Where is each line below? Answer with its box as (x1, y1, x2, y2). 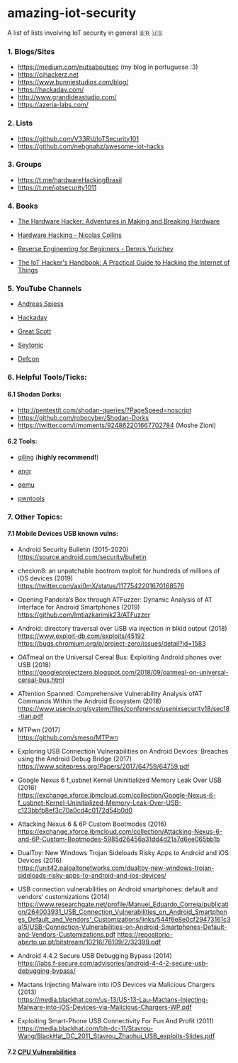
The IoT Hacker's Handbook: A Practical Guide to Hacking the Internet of (17, 258, 230, 267)
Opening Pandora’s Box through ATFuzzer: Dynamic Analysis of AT (17, 595, 212, 604)
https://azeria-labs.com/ (17, 101, 89, 109)
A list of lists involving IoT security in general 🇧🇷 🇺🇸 (7, 28, 163, 37)
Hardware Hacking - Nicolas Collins (17, 231, 123, 239)
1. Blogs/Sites (7, 46, 55, 56)
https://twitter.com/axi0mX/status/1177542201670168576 (17, 581, 185, 590)
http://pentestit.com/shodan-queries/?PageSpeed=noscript (17, 406, 192, 414)
